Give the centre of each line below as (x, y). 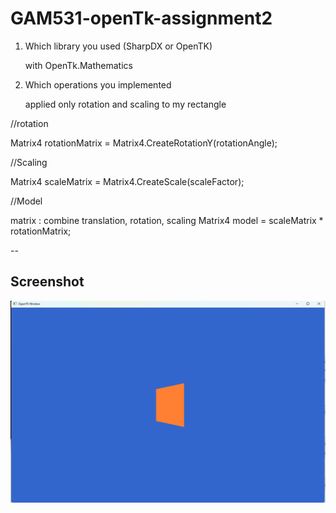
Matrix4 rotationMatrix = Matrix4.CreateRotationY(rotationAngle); (144, 143)
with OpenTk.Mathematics (78, 65)
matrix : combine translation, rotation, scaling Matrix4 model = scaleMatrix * (167, 220)
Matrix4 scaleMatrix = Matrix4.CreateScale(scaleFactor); (127, 181)
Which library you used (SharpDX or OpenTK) (118, 46)
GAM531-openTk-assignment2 (141, 18)
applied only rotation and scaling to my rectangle (125, 104)
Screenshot (47, 282)
